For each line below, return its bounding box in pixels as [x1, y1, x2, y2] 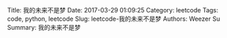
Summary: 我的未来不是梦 [7, 23, 81, 31]
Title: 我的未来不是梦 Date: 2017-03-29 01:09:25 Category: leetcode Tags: [7, 6, 219, 14]
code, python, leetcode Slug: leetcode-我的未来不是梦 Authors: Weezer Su [7, 15, 221, 23]
